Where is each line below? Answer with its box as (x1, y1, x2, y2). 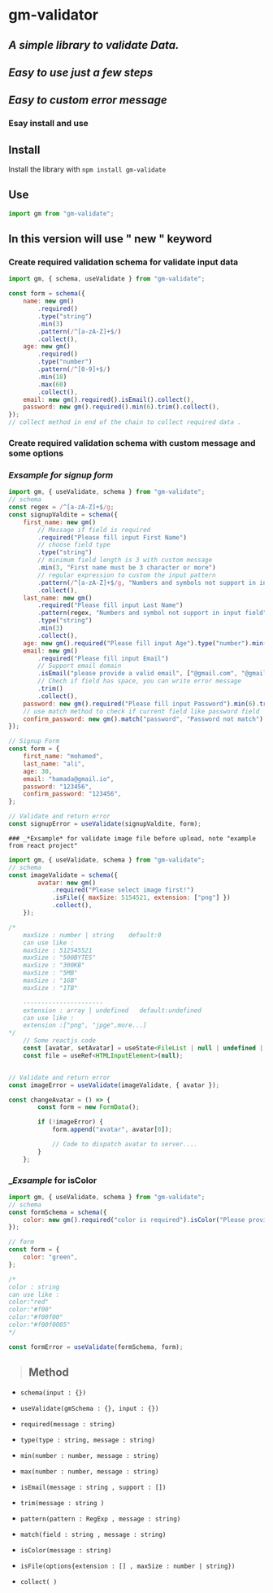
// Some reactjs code (23, 1037, 96, 1045)
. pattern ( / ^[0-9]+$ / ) (37, 365, 111, 373)
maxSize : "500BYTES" (23, 954, 96, 962)
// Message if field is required (37, 526, 151, 534)
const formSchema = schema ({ (8, 1208, 107, 1216)
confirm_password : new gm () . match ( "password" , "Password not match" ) (23, 714, 264, 723)
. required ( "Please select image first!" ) (51, 886, 195, 894)
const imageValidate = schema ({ (8, 871, 118, 879)
